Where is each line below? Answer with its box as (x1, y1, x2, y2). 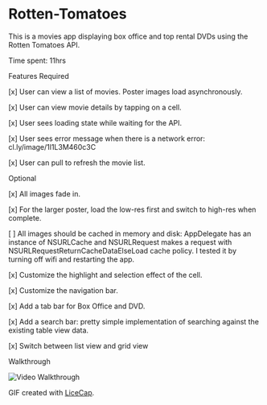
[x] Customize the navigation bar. (8, 285, 118, 295)
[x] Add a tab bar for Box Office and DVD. (8, 301, 146, 311)
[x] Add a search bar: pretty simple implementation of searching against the (8, 316, 260, 326)
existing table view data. (8, 325, 89, 335)
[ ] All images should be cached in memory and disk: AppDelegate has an (8, 229, 252, 238)
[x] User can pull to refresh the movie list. (8, 158, 146, 167)
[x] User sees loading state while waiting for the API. (8, 118, 183, 127)
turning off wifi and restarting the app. (8, 254, 135, 264)
